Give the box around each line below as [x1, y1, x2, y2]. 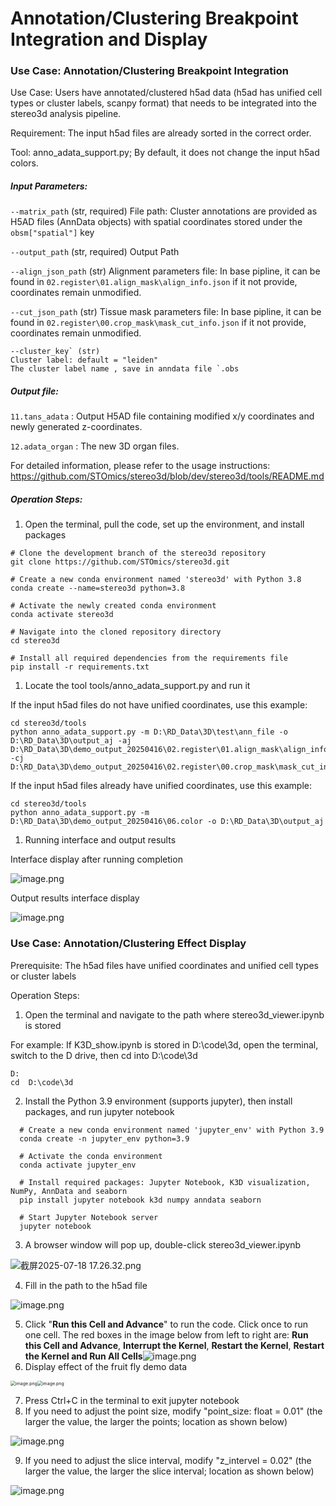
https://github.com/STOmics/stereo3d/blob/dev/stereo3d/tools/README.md [10, 470, 325, 482]
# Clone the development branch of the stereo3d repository [10, 548, 267, 559]
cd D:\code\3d [10, 1077, 74, 1087]
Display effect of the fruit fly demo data [24, 1360, 188, 1372]
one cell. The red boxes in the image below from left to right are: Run [24, 1328, 309, 1341]
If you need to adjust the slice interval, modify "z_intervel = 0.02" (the [24, 1454, 312, 1466]
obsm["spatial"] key [10, 227, 95, 239]
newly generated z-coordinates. [10, 421, 143, 433]
